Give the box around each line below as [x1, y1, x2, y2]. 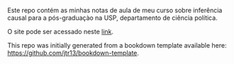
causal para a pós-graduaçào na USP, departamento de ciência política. [7, 14, 218, 22]
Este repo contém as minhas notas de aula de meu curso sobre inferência [7, 6, 223, 14]
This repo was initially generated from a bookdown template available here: [7, 41, 227, 49]
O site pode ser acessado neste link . [7, 28, 114, 36]
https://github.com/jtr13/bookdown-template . [7, 49, 140, 57]
